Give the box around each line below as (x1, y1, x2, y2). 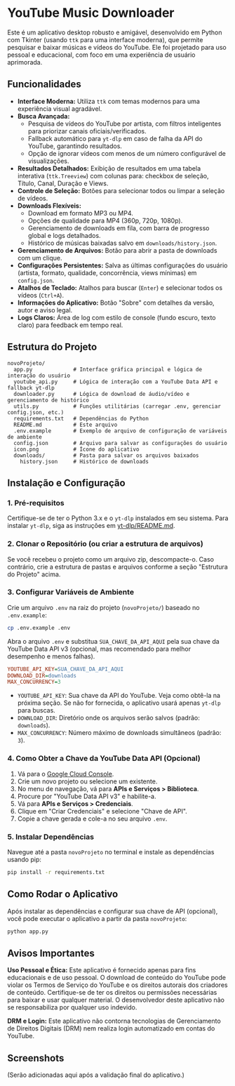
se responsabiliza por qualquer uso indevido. (7, 1003, 137, 1012)
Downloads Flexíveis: (17, 201, 82, 210)
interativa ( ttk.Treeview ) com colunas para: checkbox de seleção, (17, 171, 209, 180)
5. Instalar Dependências (7, 832, 95, 842)
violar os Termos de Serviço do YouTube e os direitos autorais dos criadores (7, 981, 228, 989)
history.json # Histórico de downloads (20, 458, 149, 465)
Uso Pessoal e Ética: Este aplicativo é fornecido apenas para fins (7, 966, 196, 974)
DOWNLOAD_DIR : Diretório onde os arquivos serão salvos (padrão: (17, 714, 200, 722)
